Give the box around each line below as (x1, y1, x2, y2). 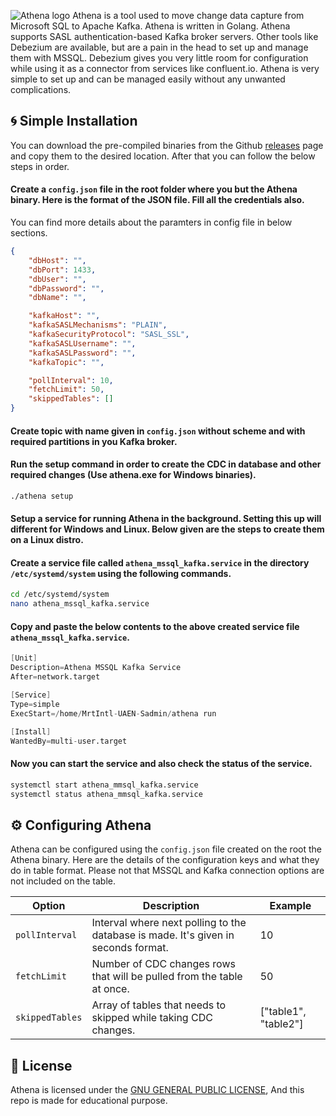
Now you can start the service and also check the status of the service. (10, 758, 313, 770)
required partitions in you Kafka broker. (10, 435, 178, 447)
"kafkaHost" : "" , (28, 311, 101, 321)
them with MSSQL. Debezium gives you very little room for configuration (10, 52, 309, 64)
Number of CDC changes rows (91, 957, 236, 971)
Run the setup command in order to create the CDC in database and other (10, 458, 322, 470)
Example (269, 899, 312, 913)
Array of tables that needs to (91, 998, 227, 1012)
